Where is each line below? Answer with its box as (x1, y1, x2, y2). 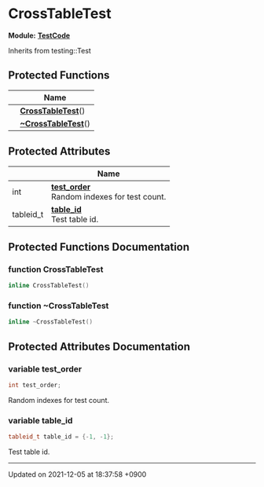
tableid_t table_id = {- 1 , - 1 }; (8, 433, 114, 441)
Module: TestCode (8, 31, 71, 40)
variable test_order (8, 363, 82, 374)
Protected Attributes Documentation (8, 339, 191, 353)
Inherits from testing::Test (8, 46, 92, 55)
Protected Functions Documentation (8, 240, 190, 254)
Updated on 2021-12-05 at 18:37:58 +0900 (8, 470, 147, 479)
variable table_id (8, 415, 73, 426)
